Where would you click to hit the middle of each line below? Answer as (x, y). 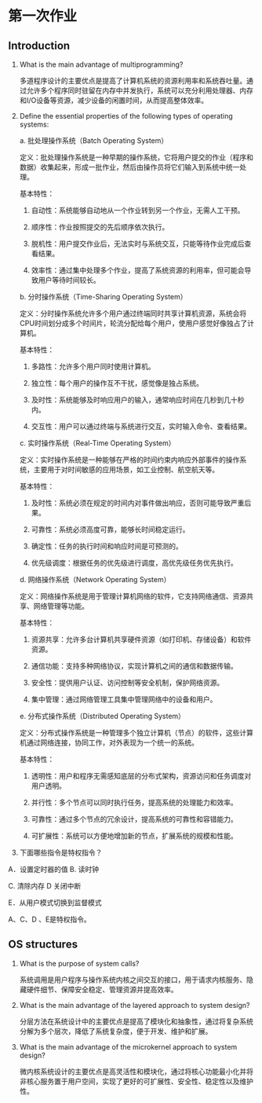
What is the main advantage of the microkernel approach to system (128, 1046)
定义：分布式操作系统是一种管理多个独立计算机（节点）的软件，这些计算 (136, 733)
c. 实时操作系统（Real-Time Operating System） (97, 443)
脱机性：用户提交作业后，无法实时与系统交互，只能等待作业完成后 (138, 244)
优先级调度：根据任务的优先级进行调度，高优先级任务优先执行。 (134, 563)
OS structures (43, 945)
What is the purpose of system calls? (79, 963)
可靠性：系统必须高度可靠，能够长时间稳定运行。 (110, 530)
